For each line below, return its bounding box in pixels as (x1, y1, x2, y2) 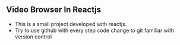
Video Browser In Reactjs (6, 5, 102, 15)
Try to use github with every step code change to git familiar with (14, 27, 175, 34)
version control (14, 33, 52, 40)
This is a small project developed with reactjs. (14, 20, 127, 27)
